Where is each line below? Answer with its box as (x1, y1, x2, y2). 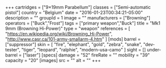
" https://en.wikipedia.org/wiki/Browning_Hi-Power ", (5, 31, 113, 36)
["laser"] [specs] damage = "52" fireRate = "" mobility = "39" (22, 52, 150, 58)
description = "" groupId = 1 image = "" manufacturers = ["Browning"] (5, 15, 150, 20)
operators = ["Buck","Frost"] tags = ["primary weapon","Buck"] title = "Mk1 (5, 20, 160, 26)
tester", (5, 47, 21, 52)
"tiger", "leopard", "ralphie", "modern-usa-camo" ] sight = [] (21, 47, 146, 52)
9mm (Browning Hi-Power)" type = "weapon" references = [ (5, 25, 130, 31)
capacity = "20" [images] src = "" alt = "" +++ (5, 57, 101, 63)
